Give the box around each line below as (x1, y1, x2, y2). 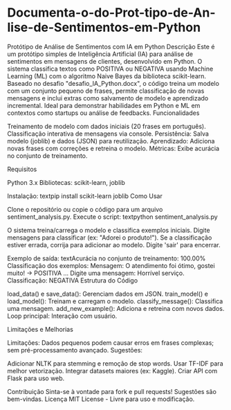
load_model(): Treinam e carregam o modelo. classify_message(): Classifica (7, 296, 223, 305)
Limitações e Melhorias (7, 325, 74, 333)
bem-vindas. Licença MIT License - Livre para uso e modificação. (7, 395, 195, 403)
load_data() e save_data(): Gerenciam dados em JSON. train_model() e (7, 289, 209, 298)
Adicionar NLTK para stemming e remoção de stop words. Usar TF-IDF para (7, 359, 223, 368)
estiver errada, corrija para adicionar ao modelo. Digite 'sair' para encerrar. (7, 240, 221, 249)
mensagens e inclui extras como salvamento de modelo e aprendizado (7, 93, 209, 102)
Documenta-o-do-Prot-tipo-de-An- (7, 5, 216, 21)
